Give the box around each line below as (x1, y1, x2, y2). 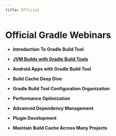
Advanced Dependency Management (12, 105, 94, 111)
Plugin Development (12, 115, 57, 121)
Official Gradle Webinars (5, 29, 111, 41)
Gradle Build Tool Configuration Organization (12, 85, 110, 91)
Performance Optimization (12, 95, 70, 101)
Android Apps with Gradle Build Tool (12, 65, 92, 72)
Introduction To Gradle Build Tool (12, 46, 84, 52)
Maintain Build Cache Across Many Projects (12, 125, 108, 131)
